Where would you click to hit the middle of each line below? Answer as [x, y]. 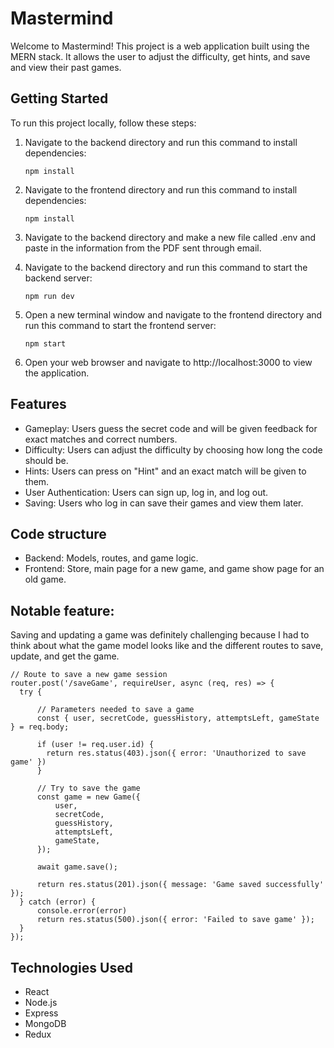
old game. [45, 579]
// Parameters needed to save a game [115, 710]
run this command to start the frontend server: [120, 325]
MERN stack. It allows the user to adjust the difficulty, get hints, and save [160, 56]
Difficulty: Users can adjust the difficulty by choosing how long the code [173, 449]
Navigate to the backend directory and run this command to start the [166, 267]
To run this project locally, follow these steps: [103, 123]
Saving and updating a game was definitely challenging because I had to [160, 635]
